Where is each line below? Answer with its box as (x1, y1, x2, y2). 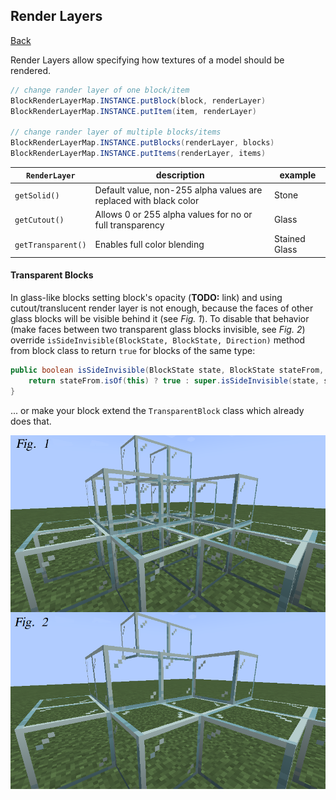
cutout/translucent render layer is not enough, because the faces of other (10, 302, 314, 314)
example (279, 169, 317, 181)
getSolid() (14, 191, 60, 201)
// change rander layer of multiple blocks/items (10, 127, 222, 138)
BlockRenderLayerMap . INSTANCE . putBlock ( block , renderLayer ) (10, 95, 267, 106)
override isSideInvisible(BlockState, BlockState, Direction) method (10, 334, 305, 346)
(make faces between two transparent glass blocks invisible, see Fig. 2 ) (10, 323, 306, 335)
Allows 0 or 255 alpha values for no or (94, 208, 253, 220)
